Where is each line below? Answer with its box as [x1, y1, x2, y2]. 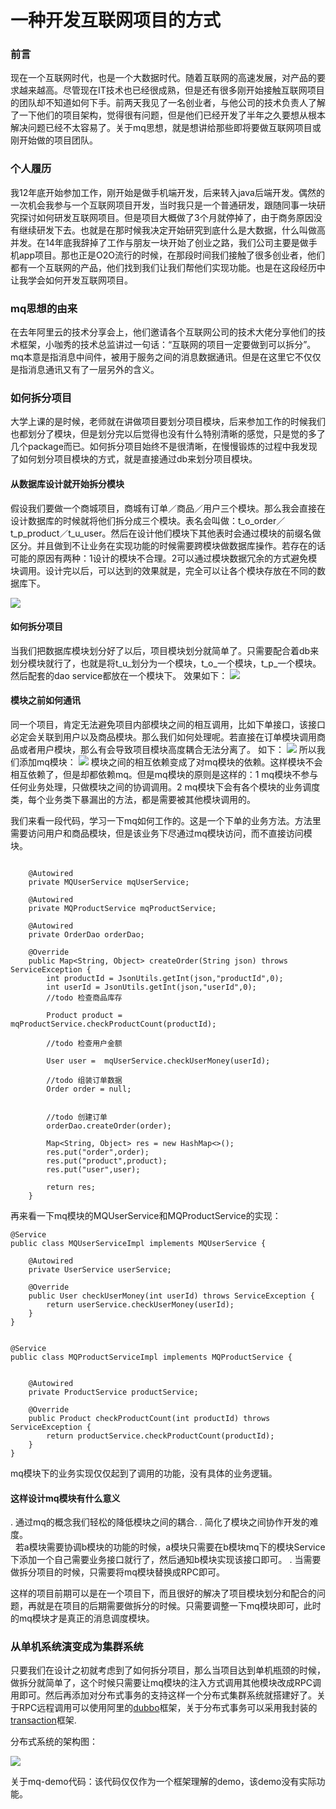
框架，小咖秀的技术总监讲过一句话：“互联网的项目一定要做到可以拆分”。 [18, 339, 317, 351]
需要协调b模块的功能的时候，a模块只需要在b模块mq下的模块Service [46, 1541, 326, 1553]
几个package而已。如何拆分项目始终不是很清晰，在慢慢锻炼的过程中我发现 [10, 441, 318, 453]
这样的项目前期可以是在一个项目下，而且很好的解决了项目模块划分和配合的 [10, 1587, 317, 1600]
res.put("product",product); [46, 1156, 168, 1166]
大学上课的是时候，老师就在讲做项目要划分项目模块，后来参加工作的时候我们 [10, 416, 326, 428]
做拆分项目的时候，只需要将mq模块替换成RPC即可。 [10, 1566, 226, 1578]
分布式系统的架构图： [10, 1736, 98, 1748]
